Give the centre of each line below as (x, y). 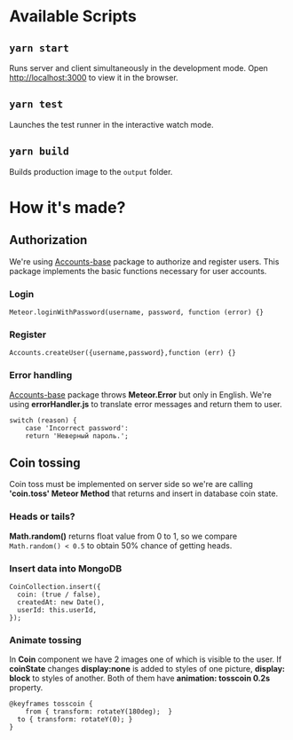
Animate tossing (45, 640)
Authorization (48, 240)
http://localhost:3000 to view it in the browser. (94, 78)
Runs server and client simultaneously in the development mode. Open (139, 68)
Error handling (41, 375)
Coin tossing (45, 463)
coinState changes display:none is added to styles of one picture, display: (147, 669)
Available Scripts (73, 16)
